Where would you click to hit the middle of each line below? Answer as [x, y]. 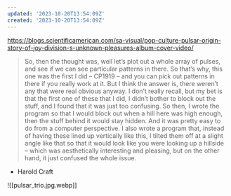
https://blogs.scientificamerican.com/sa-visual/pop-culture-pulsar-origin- [114, 40]
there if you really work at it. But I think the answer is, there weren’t [121, 83]
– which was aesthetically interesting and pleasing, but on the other [122, 150]
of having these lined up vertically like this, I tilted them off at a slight [124, 135]
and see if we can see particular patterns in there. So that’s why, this [124, 69]
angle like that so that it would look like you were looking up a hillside [124, 143]
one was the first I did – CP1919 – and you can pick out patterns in [120, 76]
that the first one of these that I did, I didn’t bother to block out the [120, 98]
